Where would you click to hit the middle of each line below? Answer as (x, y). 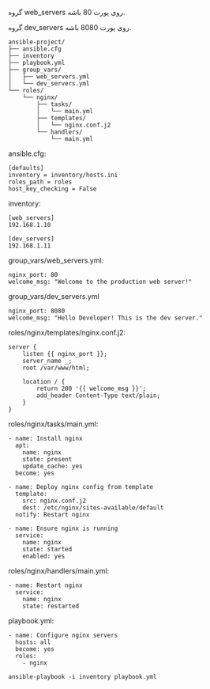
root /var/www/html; (56, 368)
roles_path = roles (40, 182)
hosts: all (33, 642)
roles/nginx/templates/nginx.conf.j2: (67, 333)
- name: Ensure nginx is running (63, 528)
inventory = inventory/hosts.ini (63, 175)
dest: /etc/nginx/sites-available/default (93, 508)
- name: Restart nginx (45, 585)
